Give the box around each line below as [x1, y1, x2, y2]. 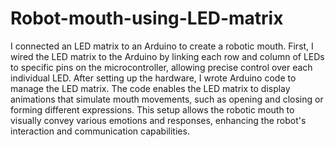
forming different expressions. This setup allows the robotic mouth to [10, 103, 295, 116]
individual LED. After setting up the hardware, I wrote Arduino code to [10, 72, 297, 84]
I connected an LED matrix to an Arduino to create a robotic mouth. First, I [10, 40, 314, 52]
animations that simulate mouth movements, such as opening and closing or [10, 93, 324, 105]
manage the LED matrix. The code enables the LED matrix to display [10, 82, 291, 94]
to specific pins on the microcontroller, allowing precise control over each [10, 61, 313, 73]
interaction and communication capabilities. [10, 125, 190, 137]
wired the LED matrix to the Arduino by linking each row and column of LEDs [10, 50, 325, 62]
